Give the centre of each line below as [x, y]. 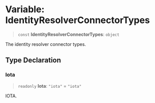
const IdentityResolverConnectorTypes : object [69, 34]
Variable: [25, 9]
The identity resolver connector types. [46, 44]
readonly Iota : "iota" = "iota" [50, 86]
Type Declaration [33, 60]
